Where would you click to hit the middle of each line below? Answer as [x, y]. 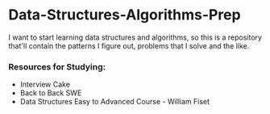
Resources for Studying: [57, 66]
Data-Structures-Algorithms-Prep [125, 15]
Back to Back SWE [51, 93]
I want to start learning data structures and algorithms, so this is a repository [135, 37]
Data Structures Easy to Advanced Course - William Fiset [115, 102]
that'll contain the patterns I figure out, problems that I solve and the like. [129, 45]
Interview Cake [45, 84]
